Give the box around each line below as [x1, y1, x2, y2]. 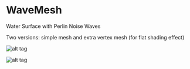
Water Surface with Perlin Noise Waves [6, 23, 101, 30]
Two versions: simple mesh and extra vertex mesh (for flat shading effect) [6, 34, 185, 41]
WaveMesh [6, 3, 63, 17]
